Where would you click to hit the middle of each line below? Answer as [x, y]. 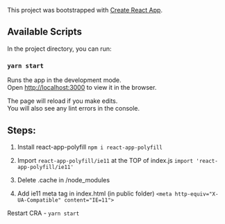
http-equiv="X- [197, 194]
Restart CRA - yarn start [43, 213]
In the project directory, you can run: [59, 49]
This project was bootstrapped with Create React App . [85, 10]
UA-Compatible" [39, 200]
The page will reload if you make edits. [62, 101]
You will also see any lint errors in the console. [74, 109]
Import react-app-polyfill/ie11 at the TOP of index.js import [105, 160]
